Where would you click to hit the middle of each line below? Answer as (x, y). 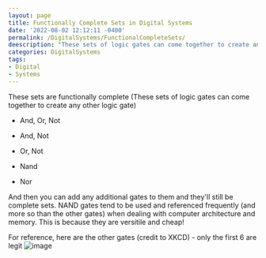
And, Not (34, 136)
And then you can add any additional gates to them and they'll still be (121, 196)
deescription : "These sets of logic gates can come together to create (129, 45)
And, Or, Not (40, 120)
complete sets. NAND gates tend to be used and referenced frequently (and (132, 205)
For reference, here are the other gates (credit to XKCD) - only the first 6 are (133, 237)
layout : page (30, 15)
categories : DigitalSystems (55, 52)
